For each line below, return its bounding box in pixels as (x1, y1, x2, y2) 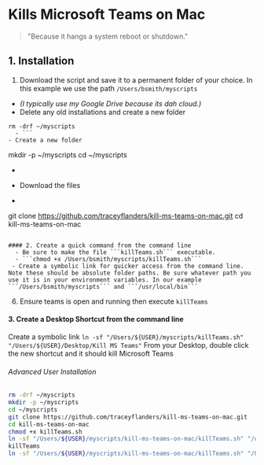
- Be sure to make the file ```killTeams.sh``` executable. (15, 248, 216, 256)
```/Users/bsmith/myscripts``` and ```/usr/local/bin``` (8, 282, 199, 290)
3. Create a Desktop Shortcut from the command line (8, 315, 184, 324)
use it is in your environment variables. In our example (8, 275, 202, 284)
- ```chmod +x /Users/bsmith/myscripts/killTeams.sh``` (15, 255, 202, 263)
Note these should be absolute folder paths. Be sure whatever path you (8, 269, 251, 277)
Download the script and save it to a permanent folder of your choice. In (19, 75, 253, 84)
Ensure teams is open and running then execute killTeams (19, 297, 208, 306)
